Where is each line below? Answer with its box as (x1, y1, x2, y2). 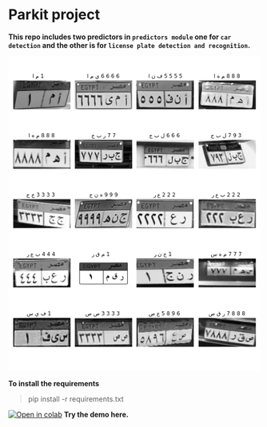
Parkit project (8, 6, 101, 24)
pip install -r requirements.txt (27, 393, 124, 404)
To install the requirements (8, 378, 100, 388)
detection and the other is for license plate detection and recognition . (8, 40, 250, 49)
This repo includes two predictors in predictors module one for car (8, 32, 232, 42)
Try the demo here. (63, 409, 130, 419)
